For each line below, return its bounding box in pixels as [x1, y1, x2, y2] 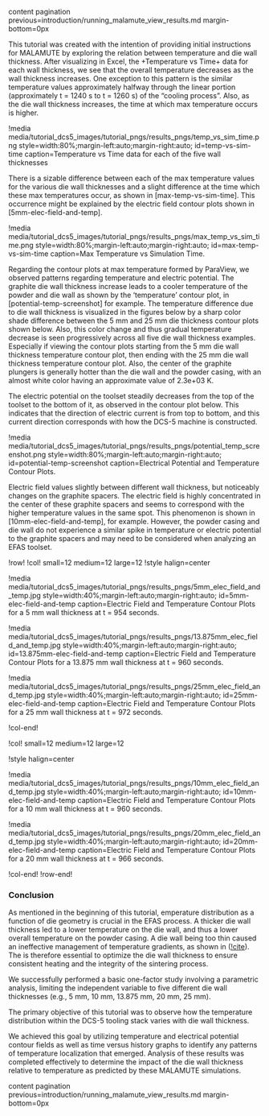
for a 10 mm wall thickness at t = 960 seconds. [8, 804, 163, 813]
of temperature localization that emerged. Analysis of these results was [8, 1048, 245, 1058]
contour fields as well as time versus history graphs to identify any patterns [8, 1040, 258, 1050]
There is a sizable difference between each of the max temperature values [8, 173, 255, 183]
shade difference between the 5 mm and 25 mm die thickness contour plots [8, 316, 259, 325]
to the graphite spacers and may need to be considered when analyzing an [8, 534, 257, 543]
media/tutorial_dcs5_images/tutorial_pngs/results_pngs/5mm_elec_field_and [8, 582, 261, 591]
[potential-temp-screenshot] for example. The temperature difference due [8, 299, 254, 308]
